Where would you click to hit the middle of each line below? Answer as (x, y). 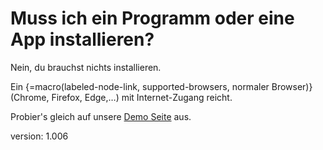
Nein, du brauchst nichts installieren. (86, 67)
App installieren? (82, 39)
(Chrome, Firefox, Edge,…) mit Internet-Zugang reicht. (121, 97)
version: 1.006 (39, 136)
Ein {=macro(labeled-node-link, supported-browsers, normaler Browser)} (161, 86)
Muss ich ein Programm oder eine (152, 18)
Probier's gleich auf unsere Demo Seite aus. (101, 116)
